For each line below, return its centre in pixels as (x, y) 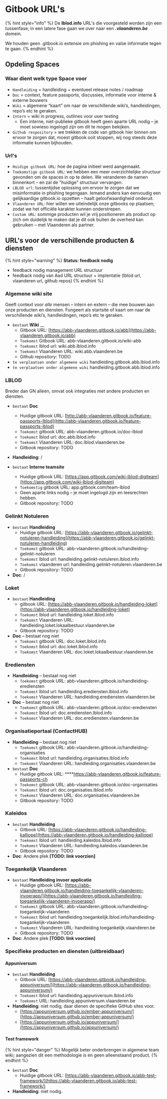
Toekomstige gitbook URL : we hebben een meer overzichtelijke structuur (86, 171)
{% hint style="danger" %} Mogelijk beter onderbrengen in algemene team (82, 1050)
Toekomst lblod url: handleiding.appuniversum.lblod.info (77, 996)
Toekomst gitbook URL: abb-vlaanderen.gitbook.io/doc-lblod (81, 432)
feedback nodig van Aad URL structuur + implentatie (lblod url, (77, 275)
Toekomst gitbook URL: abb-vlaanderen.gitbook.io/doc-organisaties (89, 784)
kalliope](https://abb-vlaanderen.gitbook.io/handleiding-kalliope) (86, 835)
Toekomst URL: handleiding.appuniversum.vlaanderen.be (78, 1001)
